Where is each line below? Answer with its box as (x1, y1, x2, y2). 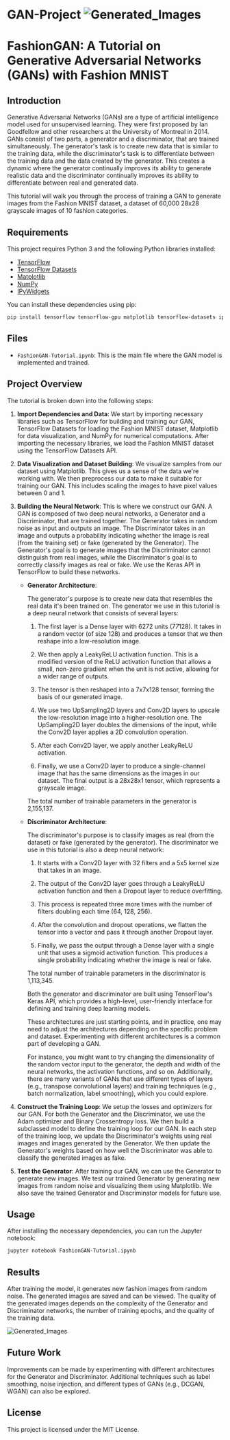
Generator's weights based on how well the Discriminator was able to (16, 1146, 214, 1154)
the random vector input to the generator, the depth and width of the (27, 1060, 220, 1068)
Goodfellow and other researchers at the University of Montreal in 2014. (7, 128, 210, 136)
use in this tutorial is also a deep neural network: (27, 845, 164, 854)
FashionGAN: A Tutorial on (7, 38, 161, 54)
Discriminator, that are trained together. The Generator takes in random (16, 516, 218, 525)
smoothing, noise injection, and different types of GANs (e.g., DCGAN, (7, 1380, 205, 1388)
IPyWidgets (16, 287, 50, 295)
